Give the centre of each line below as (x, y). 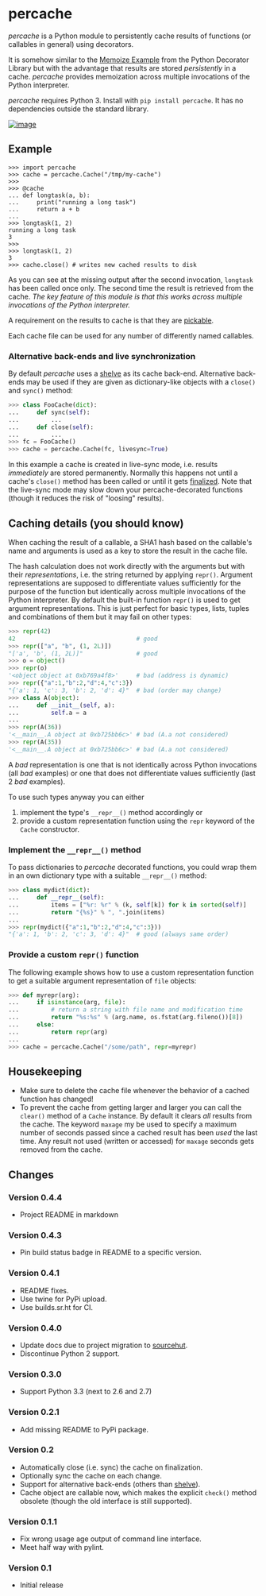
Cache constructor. (49, 829)
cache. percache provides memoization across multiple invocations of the (129, 76)
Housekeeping (45, 1071)
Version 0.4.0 (35, 1327)
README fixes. (44, 1290)
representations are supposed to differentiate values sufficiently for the (125, 583)
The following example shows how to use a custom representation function (131, 972)
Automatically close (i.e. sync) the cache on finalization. (111, 1467)
